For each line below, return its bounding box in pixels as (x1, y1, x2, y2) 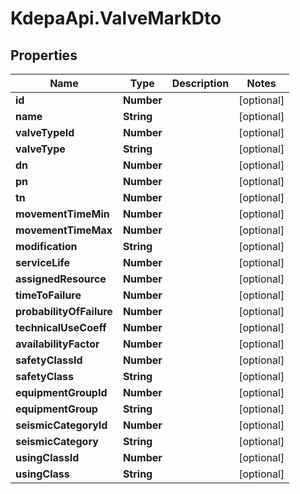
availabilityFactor (15, 337, 100, 351)
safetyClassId (15, 353, 83, 367)
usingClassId (15, 451, 80, 464)
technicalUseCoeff (15, 321, 107, 334)
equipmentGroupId (15, 386, 108, 399)
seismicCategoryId (15, 418, 108, 432)
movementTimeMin (15, 207, 110, 221)
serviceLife (15, 256, 71, 269)
